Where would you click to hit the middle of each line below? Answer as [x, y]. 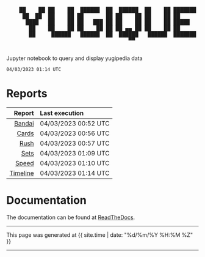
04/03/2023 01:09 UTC [75, 153]
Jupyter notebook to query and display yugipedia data [74, 58]
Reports [27, 94]
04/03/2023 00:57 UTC [75, 143]
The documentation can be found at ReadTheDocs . [71, 217]
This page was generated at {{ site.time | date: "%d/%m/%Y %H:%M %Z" [100, 235]
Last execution [62, 113]
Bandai [24, 123]
